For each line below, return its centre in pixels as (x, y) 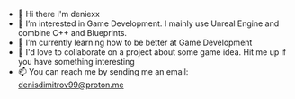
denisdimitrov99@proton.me (71, 85)
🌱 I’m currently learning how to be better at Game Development (135, 42)
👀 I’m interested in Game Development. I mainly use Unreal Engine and (148, 23)
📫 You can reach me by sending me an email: (103, 72)
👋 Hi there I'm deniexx (59, 14)
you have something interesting (76, 62)
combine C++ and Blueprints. (72, 33)
